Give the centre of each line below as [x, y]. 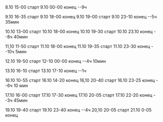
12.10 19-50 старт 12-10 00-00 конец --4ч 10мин [55, 61]
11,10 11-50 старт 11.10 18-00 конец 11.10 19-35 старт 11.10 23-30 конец [78, 46]
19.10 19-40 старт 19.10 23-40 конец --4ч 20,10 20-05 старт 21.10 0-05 [78, 110]
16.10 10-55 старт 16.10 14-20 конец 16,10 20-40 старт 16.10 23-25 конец [80, 80]
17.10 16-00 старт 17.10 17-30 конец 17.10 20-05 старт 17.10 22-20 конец [79, 95]
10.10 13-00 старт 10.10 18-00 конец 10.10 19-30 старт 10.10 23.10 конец [79, 31]
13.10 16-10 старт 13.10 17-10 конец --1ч [46, 71]
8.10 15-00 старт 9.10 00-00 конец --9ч [46, 7]
